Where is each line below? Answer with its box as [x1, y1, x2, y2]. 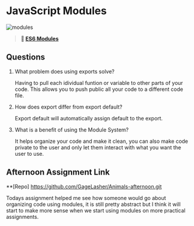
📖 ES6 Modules [20, 35, 59, 42]
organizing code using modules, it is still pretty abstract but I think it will [6, 201, 181, 208]
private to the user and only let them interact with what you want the [14, 143, 182, 151]
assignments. [6, 213, 39, 220]
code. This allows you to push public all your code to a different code [14, 86, 183, 93]
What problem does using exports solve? [14, 68, 115, 75]
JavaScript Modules [6, 4, 107, 18]
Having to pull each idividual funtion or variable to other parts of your [14, 79, 183, 86]
